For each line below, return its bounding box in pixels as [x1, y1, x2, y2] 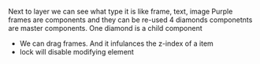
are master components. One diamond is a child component [8, 24, 202, 32]
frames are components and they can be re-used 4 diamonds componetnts [8, 15, 253, 24]
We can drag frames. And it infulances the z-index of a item [19, 39, 214, 48]
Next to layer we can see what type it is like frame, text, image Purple [8, 7, 233, 16]
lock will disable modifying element [19, 47, 134, 56]
